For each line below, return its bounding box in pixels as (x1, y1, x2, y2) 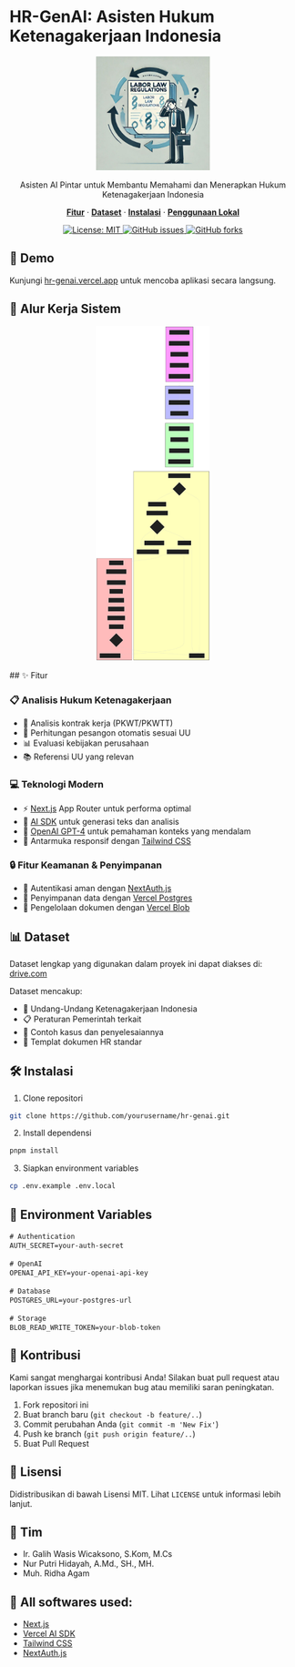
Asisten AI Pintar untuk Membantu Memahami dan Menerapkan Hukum (19, 179, 287, 190)
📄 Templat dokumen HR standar (22, 1036, 143, 1047)
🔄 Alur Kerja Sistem (9, 301, 121, 317)
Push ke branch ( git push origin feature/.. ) (22, 1428, 196, 1439)
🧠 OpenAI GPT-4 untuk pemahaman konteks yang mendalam (22, 826, 251, 837)
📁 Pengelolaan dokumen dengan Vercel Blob (22, 901, 190, 912)
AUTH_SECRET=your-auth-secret (9, 1241, 125, 1251)
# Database (9, 1286, 51, 1296)
